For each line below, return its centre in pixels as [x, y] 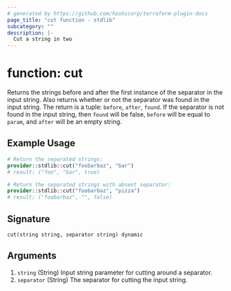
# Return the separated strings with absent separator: [89, 184]
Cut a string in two [43, 39]
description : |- [30, 33]
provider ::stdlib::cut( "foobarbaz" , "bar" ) [71, 165]
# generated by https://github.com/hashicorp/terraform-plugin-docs [108, 13]
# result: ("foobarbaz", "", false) [60, 197]
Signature [29, 219]
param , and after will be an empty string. [64, 122]
